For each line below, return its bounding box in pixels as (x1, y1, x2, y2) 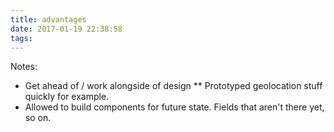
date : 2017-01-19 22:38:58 (10, 24, 123, 34)
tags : (10, 33, 33, 43)
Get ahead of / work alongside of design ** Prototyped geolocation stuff (24, 80, 323, 92)
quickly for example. (24, 91, 110, 103)
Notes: (10, 61, 38, 73)
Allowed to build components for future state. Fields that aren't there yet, (24, 101, 325, 113)
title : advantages (10, 14, 87, 25)
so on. (24, 112, 52, 124)
